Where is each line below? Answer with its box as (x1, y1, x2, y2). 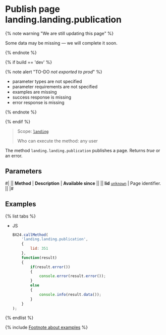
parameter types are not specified (12, 78, 82, 84)
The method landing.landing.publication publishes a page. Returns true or (5, 147, 161, 153)
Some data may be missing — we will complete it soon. (5, 40, 118, 46)
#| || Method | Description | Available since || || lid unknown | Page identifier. (5, 180, 161, 186)
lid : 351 (30, 246, 49, 251)
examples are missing (12, 89, 57, 95)
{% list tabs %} (5, 213, 36, 219)
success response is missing (12, 94, 72, 100)
